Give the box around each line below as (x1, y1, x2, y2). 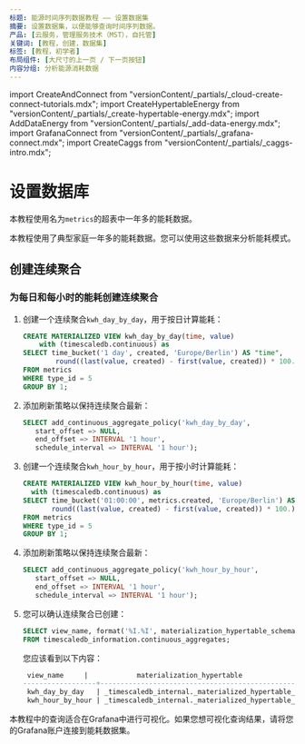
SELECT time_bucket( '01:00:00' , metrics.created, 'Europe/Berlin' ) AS (22, 496, 296, 505)
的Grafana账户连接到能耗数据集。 (9, 725, 135, 736)
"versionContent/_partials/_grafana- (119, 127, 254, 138)
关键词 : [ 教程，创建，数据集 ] (9, 38, 107, 48)
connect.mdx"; (9, 137, 65, 148)
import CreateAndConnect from (9, 88, 128, 100)
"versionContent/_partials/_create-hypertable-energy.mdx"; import (9, 108, 261, 119)
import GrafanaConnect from (9, 127, 118, 138)
